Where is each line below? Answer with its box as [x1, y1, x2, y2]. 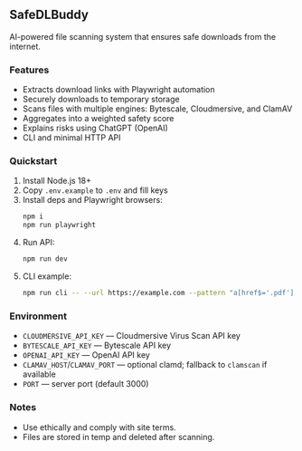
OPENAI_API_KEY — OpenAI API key [22, 350, 151, 360]
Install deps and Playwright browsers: [22, 195, 163, 206]
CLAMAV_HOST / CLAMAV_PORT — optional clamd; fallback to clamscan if [22, 360, 268, 370]
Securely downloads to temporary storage [22, 94, 180, 105]
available [22, 369, 56, 379]
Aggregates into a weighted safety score [22, 113, 175, 124]
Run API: [22, 237, 55, 248]
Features [9, 63, 50, 76]
